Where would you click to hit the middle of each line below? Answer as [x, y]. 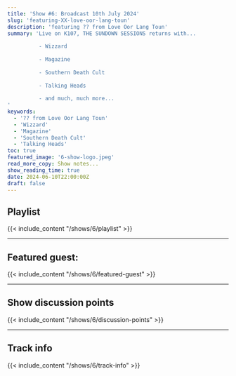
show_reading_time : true [44, 170]
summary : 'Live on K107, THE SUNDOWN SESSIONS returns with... [102, 33]
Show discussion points [61, 303]
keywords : [22, 112]
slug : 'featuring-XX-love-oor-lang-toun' [69, 20]
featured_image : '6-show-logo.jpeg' [61, 157]
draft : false [26, 183]
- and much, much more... [76, 99]
